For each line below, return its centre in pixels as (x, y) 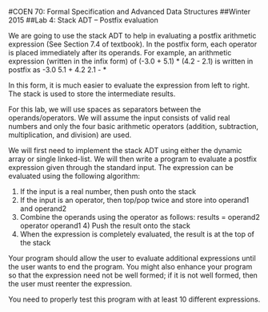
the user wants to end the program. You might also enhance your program (130, 267)
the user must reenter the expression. (70, 284)
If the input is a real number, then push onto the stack (108, 191)
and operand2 (43, 209)
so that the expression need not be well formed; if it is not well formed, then (133, 275)
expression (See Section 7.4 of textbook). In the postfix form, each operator (133, 44)
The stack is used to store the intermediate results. (92, 94)
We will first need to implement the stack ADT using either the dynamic (125, 150)
